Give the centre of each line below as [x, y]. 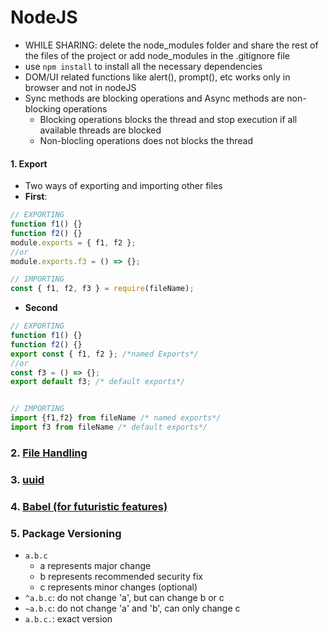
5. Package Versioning [66, 533]
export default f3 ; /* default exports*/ [98, 382]
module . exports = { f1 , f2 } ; [73, 242]
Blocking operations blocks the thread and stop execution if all [168, 119]
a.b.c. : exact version [68, 618]
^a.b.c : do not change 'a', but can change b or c [124, 597]
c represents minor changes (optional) [118, 587]
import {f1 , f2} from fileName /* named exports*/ [116, 418]
